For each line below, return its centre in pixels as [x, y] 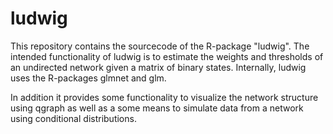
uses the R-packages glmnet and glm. [88, 78]
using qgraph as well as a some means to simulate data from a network [157, 108]
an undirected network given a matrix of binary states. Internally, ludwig [158, 67]
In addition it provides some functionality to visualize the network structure [164, 97]
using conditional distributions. [73, 118]
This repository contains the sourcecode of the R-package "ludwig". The [160, 46]
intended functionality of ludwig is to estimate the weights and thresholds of [167, 56]
